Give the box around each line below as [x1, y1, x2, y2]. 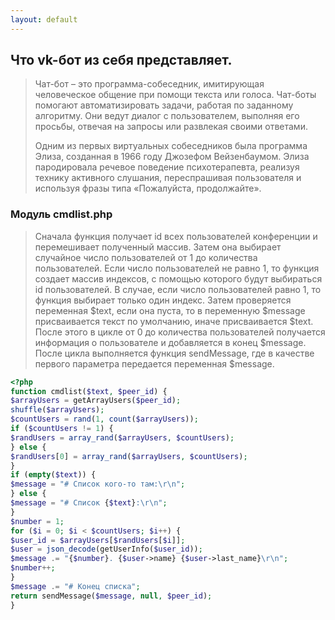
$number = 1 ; [10, 516, 65, 526]
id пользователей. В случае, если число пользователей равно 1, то [34, 283, 322, 295]
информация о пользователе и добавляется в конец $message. [34, 336, 307, 348]
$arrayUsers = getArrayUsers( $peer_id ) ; [10, 396, 182, 406]
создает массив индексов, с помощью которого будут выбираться [34, 272, 323, 285]
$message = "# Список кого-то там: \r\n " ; [10, 479, 186, 490]
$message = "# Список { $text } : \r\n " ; [10, 498, 168, 508]
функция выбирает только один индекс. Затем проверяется [34, 294, 292, 306]
